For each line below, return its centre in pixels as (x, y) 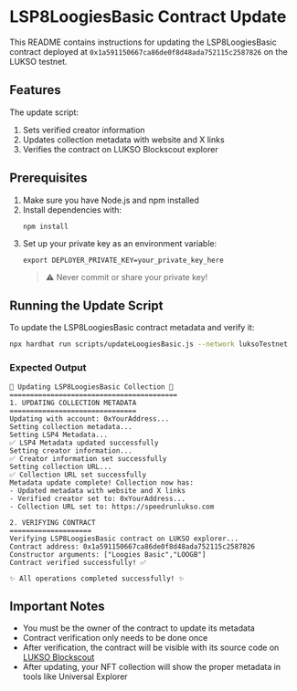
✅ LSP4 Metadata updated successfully (84, 443)
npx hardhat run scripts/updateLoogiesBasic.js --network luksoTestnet (148, 344)
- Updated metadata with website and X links (97, 490)
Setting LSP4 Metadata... (58, 434)
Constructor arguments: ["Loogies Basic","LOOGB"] (108, 554)
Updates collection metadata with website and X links (124, 140)
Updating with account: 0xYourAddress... (90, 419)
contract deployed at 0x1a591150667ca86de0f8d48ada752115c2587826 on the (148, 51)
